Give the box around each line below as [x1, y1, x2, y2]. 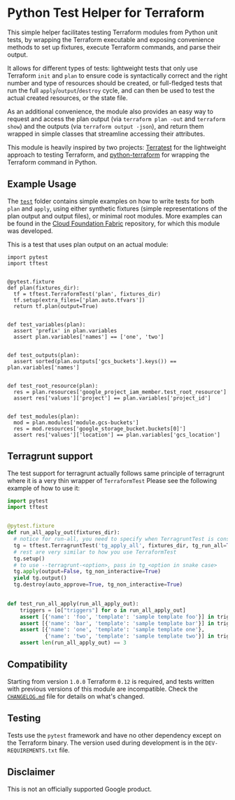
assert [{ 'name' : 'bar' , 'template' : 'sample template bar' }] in [20, 619, 215, 627]
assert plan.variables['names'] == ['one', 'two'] [13, 333, 164, 340]
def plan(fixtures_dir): [7, 284, 80, 291]
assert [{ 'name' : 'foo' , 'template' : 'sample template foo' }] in [20, 613, 215, 620]
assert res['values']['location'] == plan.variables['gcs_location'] [13, 431, 220, 438]
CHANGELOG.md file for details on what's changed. [7, 692, 145, 701]
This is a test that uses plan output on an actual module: [7, 240, 169, 248]
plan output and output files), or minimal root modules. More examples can [7, 211, 222, 220]
